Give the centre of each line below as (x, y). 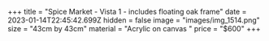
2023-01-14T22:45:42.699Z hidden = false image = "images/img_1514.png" (134, 20)
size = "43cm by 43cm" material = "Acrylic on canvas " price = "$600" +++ (134, 29)
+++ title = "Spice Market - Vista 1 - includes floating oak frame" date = (127, 12)
